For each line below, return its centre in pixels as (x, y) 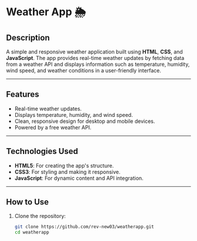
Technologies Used (42, 151)
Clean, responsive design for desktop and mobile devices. (85, 121)
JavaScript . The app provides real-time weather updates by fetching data (95, 58)
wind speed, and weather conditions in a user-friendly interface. (84, 71)
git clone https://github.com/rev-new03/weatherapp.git (84, 227)
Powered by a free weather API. (53, 127)
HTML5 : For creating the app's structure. (64, 165)
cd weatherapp (32, 232)
